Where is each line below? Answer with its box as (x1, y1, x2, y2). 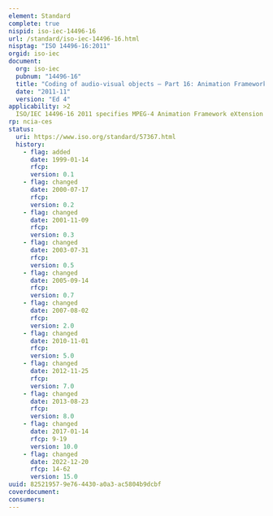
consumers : (8, 495, 45, 504)
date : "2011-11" (15, 87, 71, 96)
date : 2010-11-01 (29, 336, 89, 345)
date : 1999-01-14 (29, 155, 89, 163)
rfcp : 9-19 (29, 435, 67, 443)
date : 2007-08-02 (29, 306, 89, 314)
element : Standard (8, 11, 71, 20)
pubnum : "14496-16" (15, 72, 82, 80)
